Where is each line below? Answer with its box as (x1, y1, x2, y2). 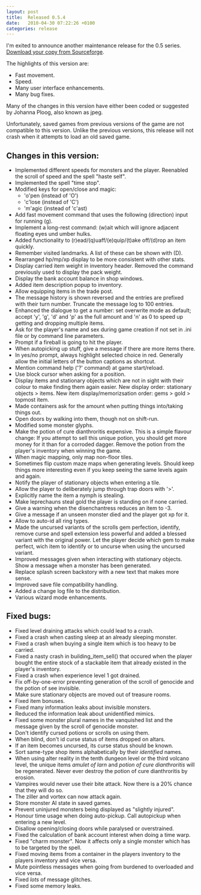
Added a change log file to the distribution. (14, 588, 121, 595)
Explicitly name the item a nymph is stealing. (14, 492, 125, 499)
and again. (14, 472, 41, 480)
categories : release (6, 25, 58, 32)
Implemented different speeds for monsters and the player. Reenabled (14, 166, 188, 174)
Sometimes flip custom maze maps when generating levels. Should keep (14, 460, 195, 467)
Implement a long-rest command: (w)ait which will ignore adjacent (14, 224, 179, 231)
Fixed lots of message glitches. (14, 876, 92, 883)
